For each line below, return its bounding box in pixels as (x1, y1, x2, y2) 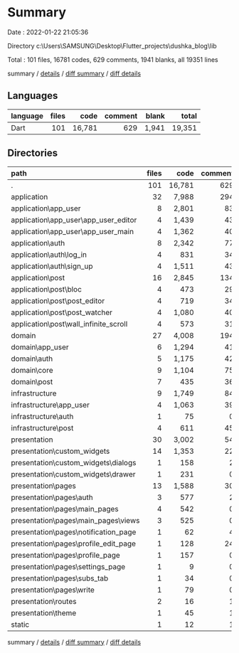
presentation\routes (11, 596, 77, 606)
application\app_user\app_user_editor (11, 215, 137, 225)
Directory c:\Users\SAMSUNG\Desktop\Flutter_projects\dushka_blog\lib (7, 41, 217, 50)
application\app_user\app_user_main (11, 226, 134, 236)
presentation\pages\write (11, 585, 95, 595)
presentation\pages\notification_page (11, 527, 137, 537)
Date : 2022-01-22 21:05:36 (7, 28, 89, 36)
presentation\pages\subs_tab (11, 573, 109, 583)
